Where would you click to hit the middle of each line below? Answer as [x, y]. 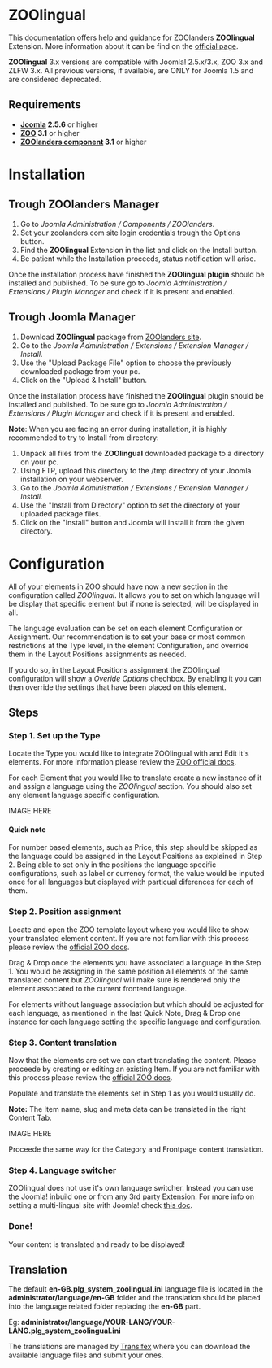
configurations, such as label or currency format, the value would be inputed [136, 874]
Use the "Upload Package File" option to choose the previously [125, 363]
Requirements [45, 105]
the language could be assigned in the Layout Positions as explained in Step [136, 856]
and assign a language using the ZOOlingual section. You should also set [130, 786]
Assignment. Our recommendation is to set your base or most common [127, 637]
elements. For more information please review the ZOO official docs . [123, 762]
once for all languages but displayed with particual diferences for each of [131, 882]
